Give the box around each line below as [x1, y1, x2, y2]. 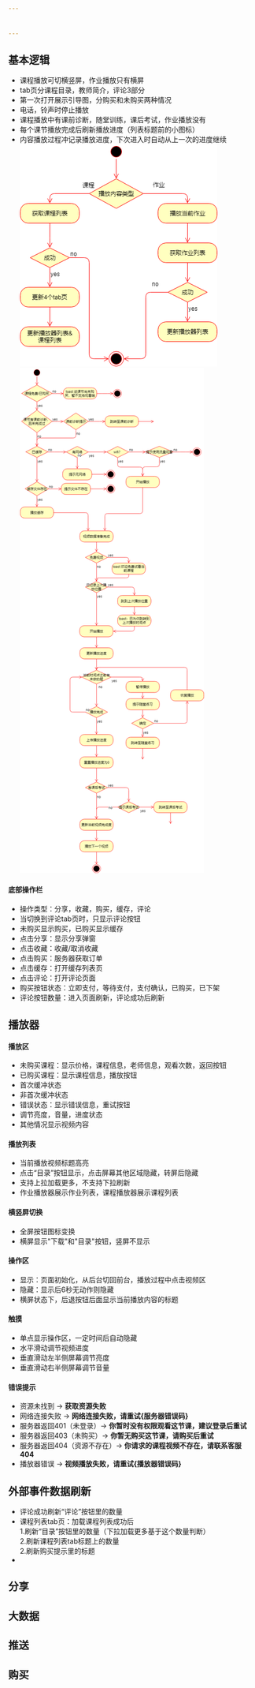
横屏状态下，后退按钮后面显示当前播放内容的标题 [19, 1294, 179, 1304]
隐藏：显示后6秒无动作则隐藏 [19, 1285, 114, 1294]
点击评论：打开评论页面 [19, 973, 96, 982]
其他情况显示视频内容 [19, 1120, 89, 1129]
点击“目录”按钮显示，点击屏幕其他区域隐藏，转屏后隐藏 [19, 1168, 199, 1177]
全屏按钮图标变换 [19, 1226, 76, 1236]
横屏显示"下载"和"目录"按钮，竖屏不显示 [19, 1236, 150, 1246]
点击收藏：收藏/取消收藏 [19, 943, 98, 953]
